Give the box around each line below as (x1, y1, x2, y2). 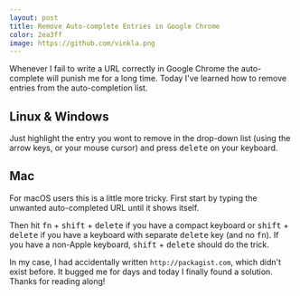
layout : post (9, 13, 59, 23)
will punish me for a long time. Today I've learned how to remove (46, 73, 287, 84)
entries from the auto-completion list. (9, 82, 148, 93)
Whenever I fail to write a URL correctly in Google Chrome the (9, 63, 239, 74)
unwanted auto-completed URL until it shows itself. (9, 202, 200, 213)
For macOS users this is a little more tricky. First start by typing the (9, 192, 258, 204)
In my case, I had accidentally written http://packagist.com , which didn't (9, 256, 282, 267)
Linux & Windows (9, 109, 109, 124)
